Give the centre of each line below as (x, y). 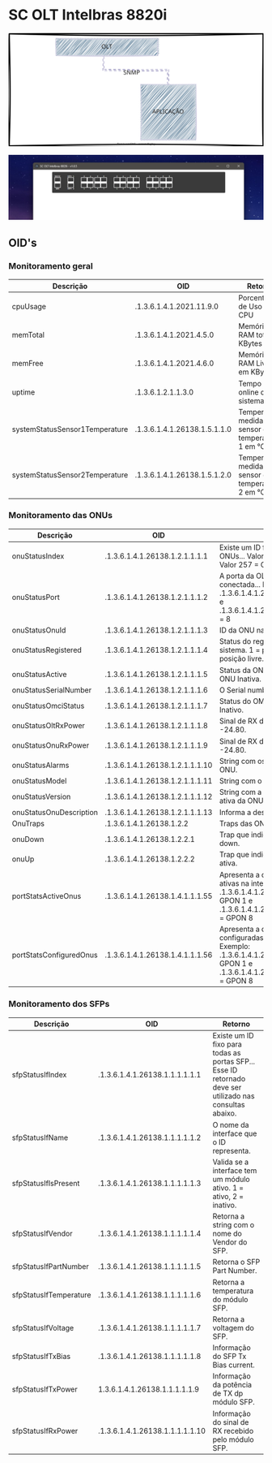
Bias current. (234, 1365)
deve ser (227, 1088)
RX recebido (233, 1431)
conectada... (240, 584)
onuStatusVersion (41, 796)
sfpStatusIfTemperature (51, 1295)
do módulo (230, 1299)
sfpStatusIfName (40, 1137)
